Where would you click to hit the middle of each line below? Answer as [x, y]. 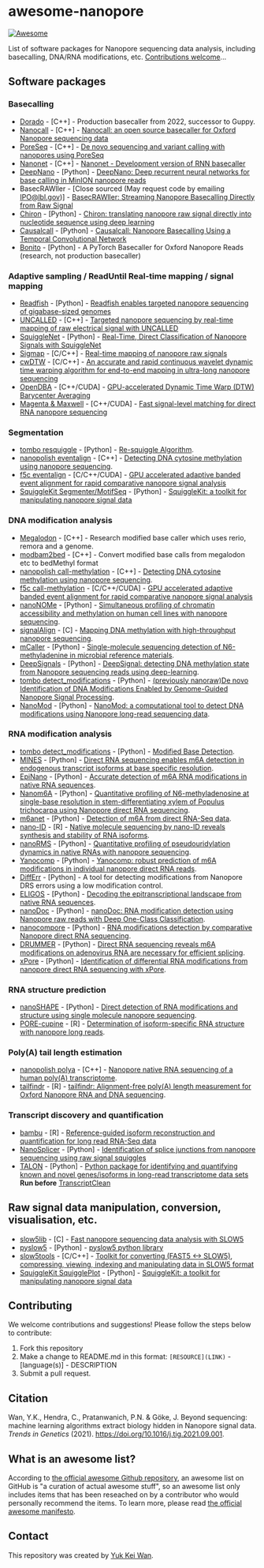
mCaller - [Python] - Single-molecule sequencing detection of [120, 646]
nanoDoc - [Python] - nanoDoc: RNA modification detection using [126, 911]
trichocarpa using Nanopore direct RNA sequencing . [105, 810]
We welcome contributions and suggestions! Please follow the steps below [130, 1325]
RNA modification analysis [60, 734]
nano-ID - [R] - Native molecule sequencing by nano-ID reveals [123, 826]
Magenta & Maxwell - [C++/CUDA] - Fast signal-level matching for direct [138, 403]
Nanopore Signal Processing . [67, 697]
